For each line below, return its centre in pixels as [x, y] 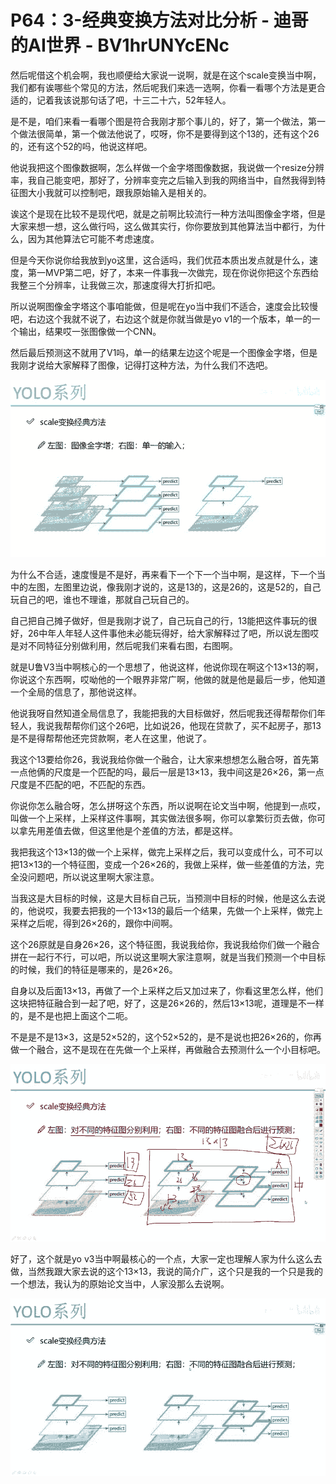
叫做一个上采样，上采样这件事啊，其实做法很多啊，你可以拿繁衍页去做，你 [163, 818]
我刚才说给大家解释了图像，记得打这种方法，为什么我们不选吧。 [141, 365]
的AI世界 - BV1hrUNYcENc [120, 45]
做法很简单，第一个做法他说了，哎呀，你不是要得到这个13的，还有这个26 [169, 133]
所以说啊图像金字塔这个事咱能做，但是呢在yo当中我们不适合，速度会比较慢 [164, 306]
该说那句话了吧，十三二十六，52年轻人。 [147, 100]
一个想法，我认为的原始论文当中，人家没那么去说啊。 [120, 1283]
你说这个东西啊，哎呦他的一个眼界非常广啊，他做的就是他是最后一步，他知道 [168, 679]
